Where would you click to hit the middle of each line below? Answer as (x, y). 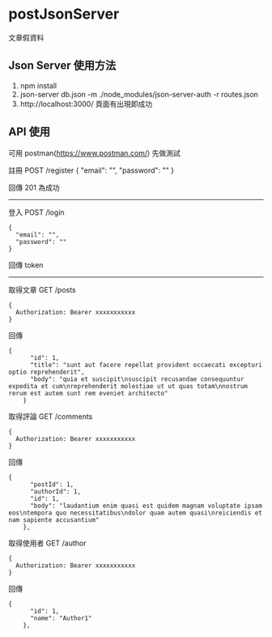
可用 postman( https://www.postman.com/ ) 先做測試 (94, 153)
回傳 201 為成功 (34, 187)
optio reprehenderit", (47, 372)
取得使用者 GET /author (47, 543)
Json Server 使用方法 (62, 66)
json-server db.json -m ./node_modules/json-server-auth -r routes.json (139, 94)
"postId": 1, (52, 484)
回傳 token (26, 265)
